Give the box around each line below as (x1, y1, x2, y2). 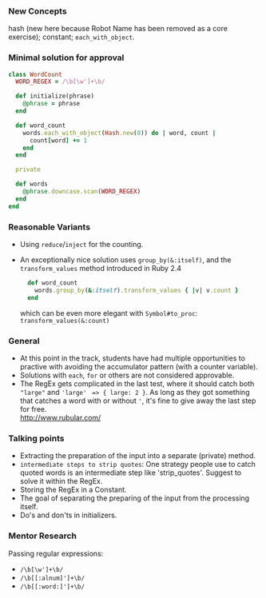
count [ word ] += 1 (29, 136, 88, 145)
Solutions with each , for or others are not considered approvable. (19, 370, 235, 380)
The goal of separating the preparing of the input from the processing (19, 493, 250, 503)
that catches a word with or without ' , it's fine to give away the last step (19, 396, 256, 405)
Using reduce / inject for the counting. (19, 240, 144, 249)
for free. (19, 404, 47, 413)
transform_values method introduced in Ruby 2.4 (19, 264, 182, 273)
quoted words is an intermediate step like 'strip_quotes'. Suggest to (19, 468, 242, 477)
